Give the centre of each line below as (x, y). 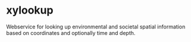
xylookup (30, 10)
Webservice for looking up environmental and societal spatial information (96, 27)
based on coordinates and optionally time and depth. (71, 33)
